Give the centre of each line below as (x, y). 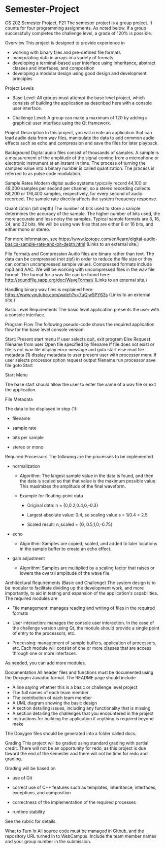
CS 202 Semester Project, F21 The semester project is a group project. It (79, 23)
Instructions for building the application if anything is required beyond (83, 718)
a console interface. (25, 315)
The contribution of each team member (52, 698)
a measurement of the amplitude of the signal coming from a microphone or (82, 158)
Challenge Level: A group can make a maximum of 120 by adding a (80, 117)
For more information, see (31, 239)
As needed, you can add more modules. (46, 663)
